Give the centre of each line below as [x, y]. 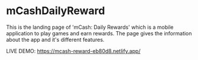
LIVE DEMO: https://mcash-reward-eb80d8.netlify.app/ [73, 51]
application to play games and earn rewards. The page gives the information [99, 33]
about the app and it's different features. [55, 39]
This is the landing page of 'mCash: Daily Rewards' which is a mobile [90, 27]
